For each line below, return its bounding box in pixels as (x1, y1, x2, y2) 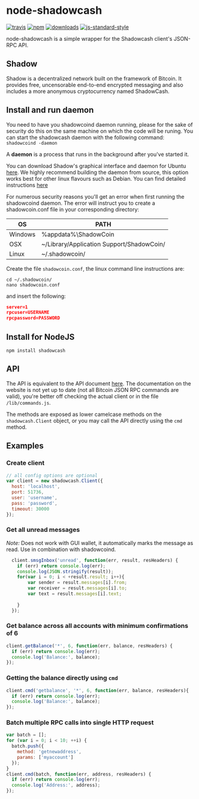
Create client (6, 459, 45, 467)
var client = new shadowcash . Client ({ (6, 478, 103, 484)
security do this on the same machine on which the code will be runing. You (6, 127, 194, 134)
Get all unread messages (6, 526, 80, 534)
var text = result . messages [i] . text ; (28, 591, 122, 597)
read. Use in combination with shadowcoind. (6, 546, 116, 553)
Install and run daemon (6, 105, 94, 115)
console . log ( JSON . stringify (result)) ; (17, 568, 114, 574)
